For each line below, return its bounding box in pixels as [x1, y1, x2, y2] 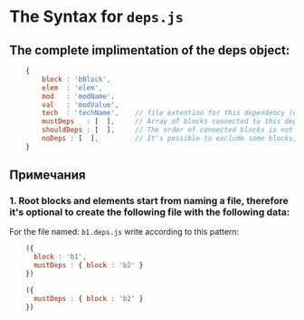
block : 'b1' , [33, 252, 88, 262]
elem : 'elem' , [42, 83, 103, 92]
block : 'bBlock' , [42, 74, 111, 83]
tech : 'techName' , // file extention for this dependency [42, 109, 285, 118]
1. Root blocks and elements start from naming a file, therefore [9, 195, 290, 208]
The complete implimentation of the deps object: [9, 43, 290, 58]
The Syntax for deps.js [9, 6, 184, 27]
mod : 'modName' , [42, 92, 116, 101]
